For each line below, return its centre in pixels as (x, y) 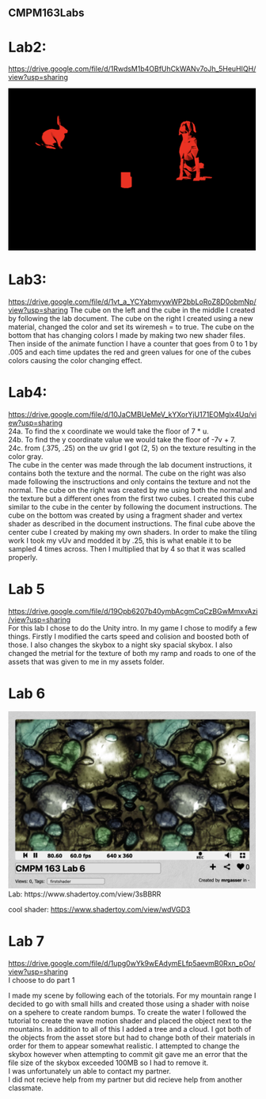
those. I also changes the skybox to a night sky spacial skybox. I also (121, 645)
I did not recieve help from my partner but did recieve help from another (125, 1079)
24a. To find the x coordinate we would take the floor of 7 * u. (109, 431)
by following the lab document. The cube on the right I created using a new (131, 318)
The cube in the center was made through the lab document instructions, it (130, 464)
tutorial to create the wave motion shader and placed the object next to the (130, 1021)
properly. (23, 557)
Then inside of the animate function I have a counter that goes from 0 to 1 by (133, 343)
